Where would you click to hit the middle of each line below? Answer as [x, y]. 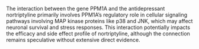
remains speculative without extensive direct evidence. [73, 40]
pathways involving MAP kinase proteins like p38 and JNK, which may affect [99, 21]
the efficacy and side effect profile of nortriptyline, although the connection [98, 34]
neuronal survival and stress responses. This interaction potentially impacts [98, 27]
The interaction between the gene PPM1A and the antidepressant [86, 9]
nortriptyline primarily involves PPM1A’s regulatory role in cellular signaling [97, 15]
